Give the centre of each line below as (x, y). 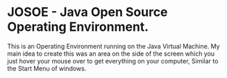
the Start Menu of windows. (47, 68)
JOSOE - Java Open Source (87, 12)
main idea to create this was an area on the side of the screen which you (111, 54)
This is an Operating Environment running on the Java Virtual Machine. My (113, 46)
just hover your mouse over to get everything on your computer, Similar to (113, 61)
